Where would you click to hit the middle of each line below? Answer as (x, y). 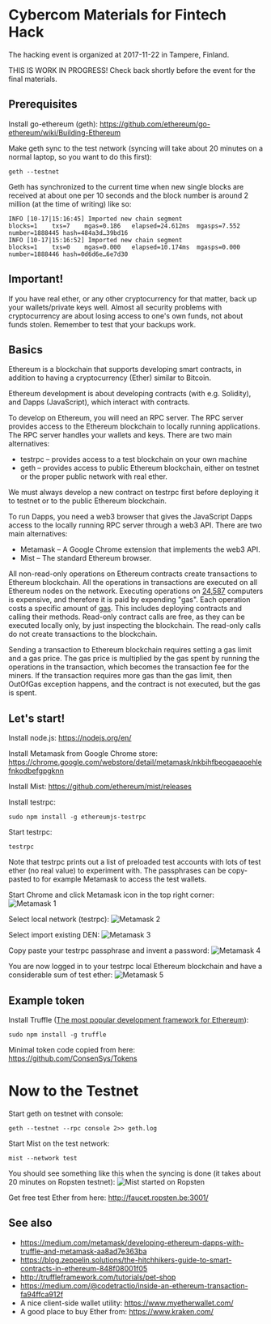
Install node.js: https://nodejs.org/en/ (70, 738)
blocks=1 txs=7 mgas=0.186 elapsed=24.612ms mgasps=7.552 (125, 226)
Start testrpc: (30, 832)
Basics (25, 350)
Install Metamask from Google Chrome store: (83, 754)
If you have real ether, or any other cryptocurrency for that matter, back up (133, 298)
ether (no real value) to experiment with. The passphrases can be (117, 871)
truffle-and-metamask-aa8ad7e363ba (83, 1251)
